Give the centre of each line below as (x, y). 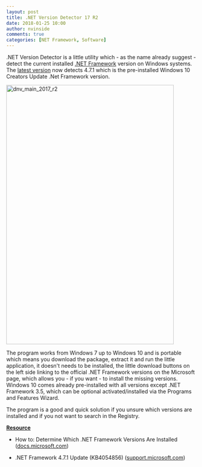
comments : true (25, 34)
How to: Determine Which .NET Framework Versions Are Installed (96, 439)
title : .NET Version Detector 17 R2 (52, 18)
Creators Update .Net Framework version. (58, 77)
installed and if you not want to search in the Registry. (73, 416)
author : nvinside (28, 29)
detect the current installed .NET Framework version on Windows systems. (99, 64)
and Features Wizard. (33, 398)
